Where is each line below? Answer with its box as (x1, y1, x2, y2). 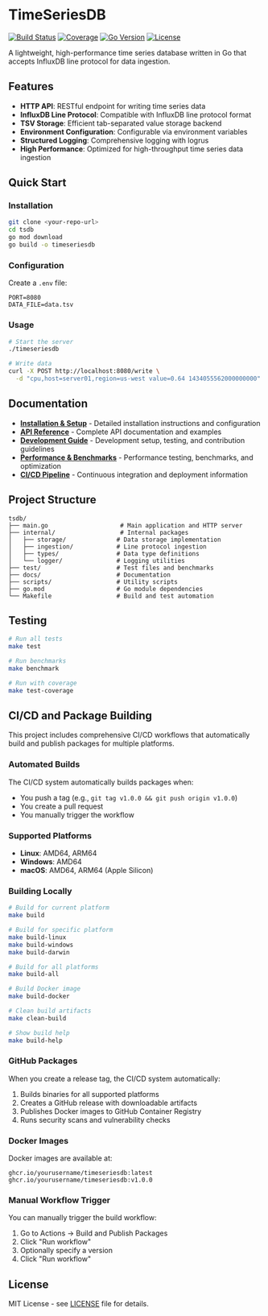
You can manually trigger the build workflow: (8, 1213, 157, 1223)
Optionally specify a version (19, 1246, 113, 1256)
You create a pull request (19, 801, 104, 811)
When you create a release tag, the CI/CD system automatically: (8, 1074, 221, 1083)
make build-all (8, 970, 60, 979)
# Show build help (8, 1028, 70, 1037)
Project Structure (8, 493, 97, 507)
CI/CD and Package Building (8, 709, 153, 722)
